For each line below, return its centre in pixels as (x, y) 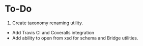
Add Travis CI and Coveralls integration (53, 32)
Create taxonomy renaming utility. (48, 23)
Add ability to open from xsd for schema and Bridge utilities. (75, 38)
